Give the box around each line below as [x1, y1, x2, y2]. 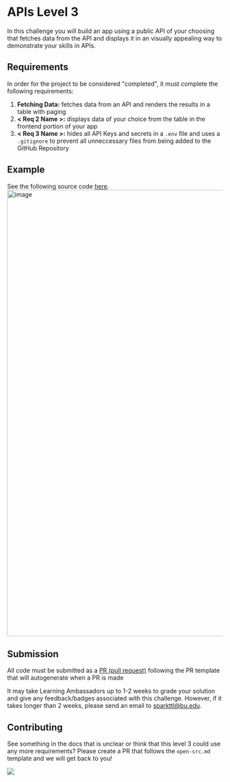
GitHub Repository [16, 143, 70, 152]
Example [7, 164, 45, 176]
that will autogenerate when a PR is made [7, 674, 125, 682]
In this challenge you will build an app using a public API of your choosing [7, 27, 215, 35]
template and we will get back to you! [7, 755, 113, 763]
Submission [7, 648, 60, 660]
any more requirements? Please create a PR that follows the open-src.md [7, 747, 211, 755]
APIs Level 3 [7, 4, 79, 20]
